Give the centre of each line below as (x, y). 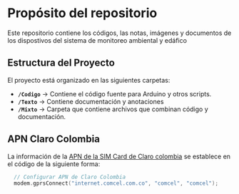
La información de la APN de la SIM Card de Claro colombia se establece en (119, 156)
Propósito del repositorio (82, 13)
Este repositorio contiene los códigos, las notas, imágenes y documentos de (119, 33)
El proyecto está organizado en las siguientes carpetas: (89, 80)
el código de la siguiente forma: (54, 164)
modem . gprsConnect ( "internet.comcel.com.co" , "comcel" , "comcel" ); (116, 183)
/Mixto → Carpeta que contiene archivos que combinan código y (113, 109)
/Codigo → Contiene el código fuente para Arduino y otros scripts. (115, 93)
